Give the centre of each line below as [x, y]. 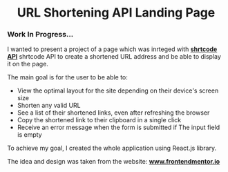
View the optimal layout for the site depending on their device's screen [118, 90]
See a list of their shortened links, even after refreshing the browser [113, 113]
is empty [30, 135]
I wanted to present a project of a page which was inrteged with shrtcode [112, 49]
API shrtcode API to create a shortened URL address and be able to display [114, 57]
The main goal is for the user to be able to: [67, 77]
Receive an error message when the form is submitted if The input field [118, 127]
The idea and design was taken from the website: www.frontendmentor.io [114, 162]
